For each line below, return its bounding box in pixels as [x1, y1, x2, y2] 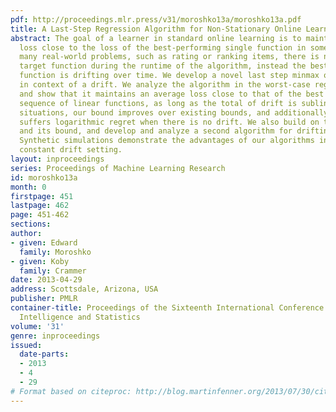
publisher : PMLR [10, 294, 78, 304]
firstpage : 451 [10, 191, 74, 201]
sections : [10, 219, 52, 230]
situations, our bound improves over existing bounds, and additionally [19, 107, 329, 118]
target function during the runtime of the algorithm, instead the [19, 61, 307, 71]
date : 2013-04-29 [10, 275, 83, 285]
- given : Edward [10, 237, 78, 248]
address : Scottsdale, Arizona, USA [10, 284, 159, 295]
